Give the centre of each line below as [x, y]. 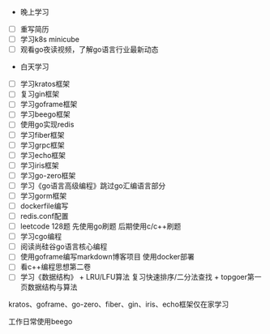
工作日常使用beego [41, 322]
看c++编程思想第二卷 [56, 267]
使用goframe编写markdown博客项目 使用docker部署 [107, 257]
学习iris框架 [39, 165]
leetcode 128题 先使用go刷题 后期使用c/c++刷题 [101, 226]
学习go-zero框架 [48, 175]
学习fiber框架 [42, 135]
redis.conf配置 [44, 216]
